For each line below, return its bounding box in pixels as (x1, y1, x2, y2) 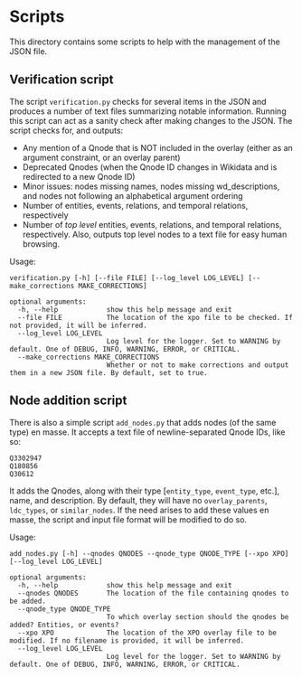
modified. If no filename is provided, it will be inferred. (9, 635, 245, 645)
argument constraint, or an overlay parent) (22, 152, 181, 163)
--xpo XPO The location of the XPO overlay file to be (17, 628, 278, 637)
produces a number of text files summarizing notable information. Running (9, 106, 287, 117)
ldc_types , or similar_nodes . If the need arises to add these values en (9, 504, 269, 515)
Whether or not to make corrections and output (106, 360, 289, 370)
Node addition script (9, 393, 127, 409)
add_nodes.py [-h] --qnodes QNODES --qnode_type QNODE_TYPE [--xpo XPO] (9, 549, 289, 558)
